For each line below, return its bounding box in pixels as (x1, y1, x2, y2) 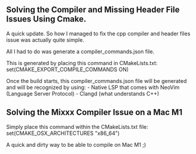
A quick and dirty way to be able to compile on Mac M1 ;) (6, 141, 146, 148)
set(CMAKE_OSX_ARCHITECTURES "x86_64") (6, 130, 120, 137)
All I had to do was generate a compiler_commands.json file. (6, 48, 155, 55)
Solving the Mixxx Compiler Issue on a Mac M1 (6, 107, 183, 118)
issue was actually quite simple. (6, 36, 85, 44)
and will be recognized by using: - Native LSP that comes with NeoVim (6, 84, 180, 91)
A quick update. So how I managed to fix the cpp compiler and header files (6, 30, 191, 37)
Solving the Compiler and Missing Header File (6, 5, 180, 15)
